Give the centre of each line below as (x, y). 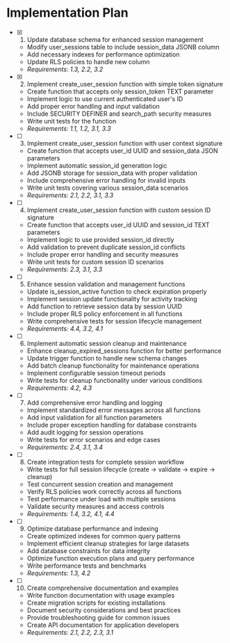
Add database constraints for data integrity (89, 551)
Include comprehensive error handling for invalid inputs (106, 180)
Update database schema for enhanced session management (115, 39)
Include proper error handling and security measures (102, 254)
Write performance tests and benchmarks (87, 566)
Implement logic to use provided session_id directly (100, 239)
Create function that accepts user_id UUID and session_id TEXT (118, 225)
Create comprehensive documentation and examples (102, 588)
